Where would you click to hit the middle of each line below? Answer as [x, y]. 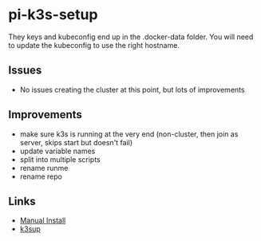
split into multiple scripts [60, 159]
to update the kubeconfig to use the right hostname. [94, 45]
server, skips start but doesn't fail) [76, 142]
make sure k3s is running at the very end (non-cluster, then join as [129, 134]
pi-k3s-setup [53, 15]
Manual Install [43, 220]
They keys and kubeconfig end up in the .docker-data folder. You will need [131, 37]
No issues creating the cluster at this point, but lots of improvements [132, 89]
